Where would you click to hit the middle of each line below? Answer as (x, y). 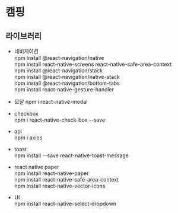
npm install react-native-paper (51, 173)
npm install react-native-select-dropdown (65, 204)
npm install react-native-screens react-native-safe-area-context (93, 64)
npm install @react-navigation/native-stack (67, 77)
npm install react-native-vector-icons (60, 186)
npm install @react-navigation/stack (58, 71)
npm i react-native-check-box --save (60, 120)
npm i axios (28, 138)
